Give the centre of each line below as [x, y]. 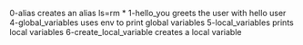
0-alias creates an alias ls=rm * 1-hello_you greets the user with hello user [148, 13]
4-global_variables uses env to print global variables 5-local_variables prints [151, 22]
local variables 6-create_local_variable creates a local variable [126, 32]
